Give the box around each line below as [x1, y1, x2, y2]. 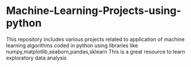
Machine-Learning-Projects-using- [6, 4, 182, 17]
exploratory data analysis [6, 54, 67, 61]
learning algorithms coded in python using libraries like [6, 42, 138, 49]
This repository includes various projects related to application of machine [6, 36, 185, 43]
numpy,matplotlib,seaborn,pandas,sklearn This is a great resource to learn [6, 48, 186, 55]
